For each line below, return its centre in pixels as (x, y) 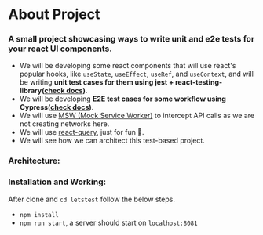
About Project (54, 14)
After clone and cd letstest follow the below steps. (91, 199)
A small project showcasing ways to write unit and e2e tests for (131, 39)
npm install (39, 215)
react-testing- (199, 82)
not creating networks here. (64, 124)
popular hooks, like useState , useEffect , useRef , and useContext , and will (136, 74)
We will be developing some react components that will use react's (128, 66)
